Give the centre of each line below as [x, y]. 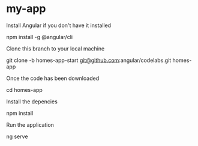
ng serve [17, 136]
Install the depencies [32, 102]
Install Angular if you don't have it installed [59, 25]
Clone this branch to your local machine [55, 48]
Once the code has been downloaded [53, 78]
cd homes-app [25, 90]
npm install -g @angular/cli [40, 37]
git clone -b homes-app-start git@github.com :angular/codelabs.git [89, 60]
